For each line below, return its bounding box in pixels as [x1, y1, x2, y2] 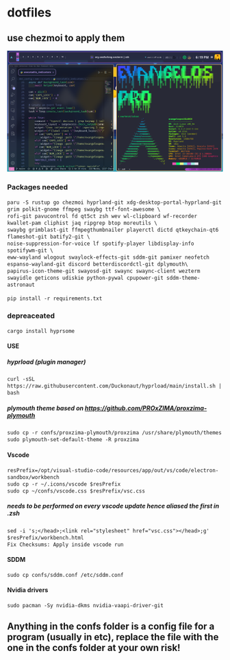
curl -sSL [7, 376, 36, 383]
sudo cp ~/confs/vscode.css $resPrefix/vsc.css [7, 487, 146, 495]
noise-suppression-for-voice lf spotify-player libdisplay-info [7, 240, 194, 247]
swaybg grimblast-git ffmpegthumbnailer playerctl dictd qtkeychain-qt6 [7, 226, 219, 233]
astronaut [7, 281, 36, 288]
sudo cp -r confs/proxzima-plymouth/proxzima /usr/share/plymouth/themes [7, 429, 222, 436]
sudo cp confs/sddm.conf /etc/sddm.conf [7, 571, 125, 578]
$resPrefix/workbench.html [7, 534, 84, 541]
